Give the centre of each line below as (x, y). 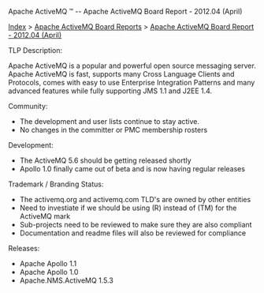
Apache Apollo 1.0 (49, 272)
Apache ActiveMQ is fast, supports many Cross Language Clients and (121, 74)
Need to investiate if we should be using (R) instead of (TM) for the (128, 208)
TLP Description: (35, 50)
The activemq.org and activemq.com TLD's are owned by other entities (135, 199)
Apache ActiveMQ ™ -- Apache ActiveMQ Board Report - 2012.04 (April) (125, 11)
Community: (28, 106)
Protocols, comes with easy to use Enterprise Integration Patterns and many (132, 83)
